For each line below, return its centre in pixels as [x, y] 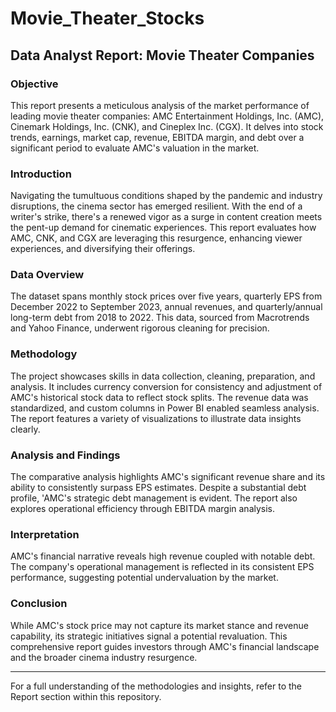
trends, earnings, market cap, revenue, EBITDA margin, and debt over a [157, 137]
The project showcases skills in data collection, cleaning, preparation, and [163, 376]
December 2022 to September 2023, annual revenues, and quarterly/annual [166, 307]
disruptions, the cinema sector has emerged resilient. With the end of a [156, 206]
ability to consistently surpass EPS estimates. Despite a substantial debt [158, 488]
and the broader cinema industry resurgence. [104, 657]
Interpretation [45, 534]
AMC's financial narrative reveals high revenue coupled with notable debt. [163, 556]
